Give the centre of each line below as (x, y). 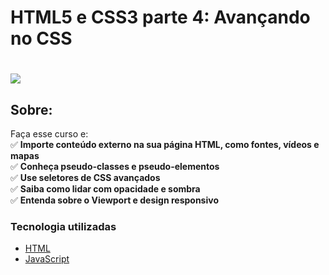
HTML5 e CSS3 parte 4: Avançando (160, 17)
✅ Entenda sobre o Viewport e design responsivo (114, 200)
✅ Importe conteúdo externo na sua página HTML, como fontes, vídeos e (165, 145)
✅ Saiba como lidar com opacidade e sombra (105, 189)
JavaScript (47, 259)
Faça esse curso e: (49, 134)
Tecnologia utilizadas (63, 227)
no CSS (41, 38)
